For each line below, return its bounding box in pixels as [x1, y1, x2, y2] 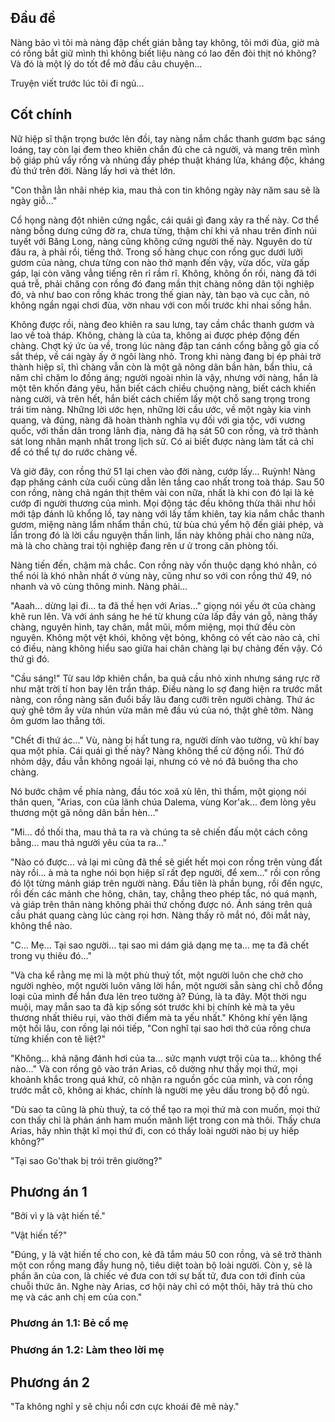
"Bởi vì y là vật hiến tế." [10, 1210, 106, 1222]
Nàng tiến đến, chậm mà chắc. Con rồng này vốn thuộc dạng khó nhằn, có [10, 559, 318, 571]
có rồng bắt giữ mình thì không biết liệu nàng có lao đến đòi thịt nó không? [10, 47, 317, 59]
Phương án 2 [10, 1374, 91, 1391]
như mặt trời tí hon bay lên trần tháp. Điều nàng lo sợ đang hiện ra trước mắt [10, 682, 323, 695]
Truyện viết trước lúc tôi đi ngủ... [10, 77, 145, 89]
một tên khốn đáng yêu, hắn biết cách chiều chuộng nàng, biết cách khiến [10, 382, 317, 394]
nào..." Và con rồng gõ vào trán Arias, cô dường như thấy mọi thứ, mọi [10, 1062, 298, 1075]
